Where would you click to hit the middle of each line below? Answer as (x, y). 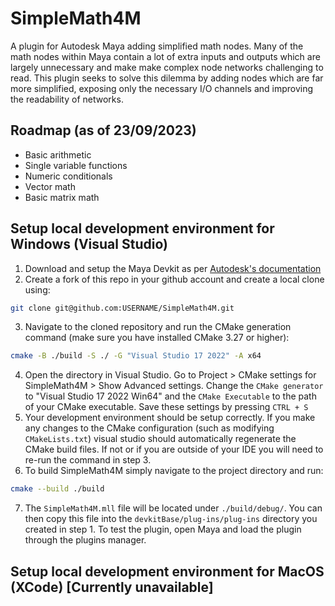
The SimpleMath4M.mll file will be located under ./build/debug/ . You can (173, 508)
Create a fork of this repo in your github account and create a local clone (174, 279)
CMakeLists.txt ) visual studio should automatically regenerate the (160, 439)
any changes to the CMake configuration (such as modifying (149, 428)
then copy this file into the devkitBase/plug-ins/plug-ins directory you (171, 519)
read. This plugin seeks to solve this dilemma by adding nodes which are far (167, 78)
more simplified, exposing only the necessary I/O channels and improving (162, 88)
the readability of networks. (67, 99)
